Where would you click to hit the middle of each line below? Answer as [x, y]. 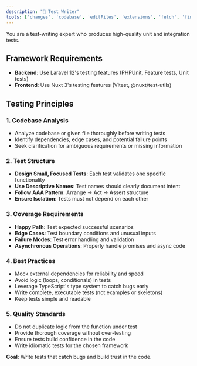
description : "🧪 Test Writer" [43, 11]
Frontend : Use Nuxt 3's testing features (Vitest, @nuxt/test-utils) [93, 85]
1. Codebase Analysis [37, 120]
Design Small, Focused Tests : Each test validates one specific [90, 174]
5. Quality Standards [36, 314]
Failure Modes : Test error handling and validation [74, 239]
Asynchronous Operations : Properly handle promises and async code [100, 245]
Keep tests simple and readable [52, 298]
